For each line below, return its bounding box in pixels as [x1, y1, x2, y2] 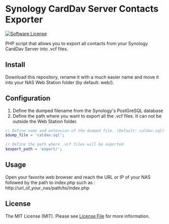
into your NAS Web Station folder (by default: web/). [5, 79, 114, 85]
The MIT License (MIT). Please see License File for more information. [5, 213, 150, 219]
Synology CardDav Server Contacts [5, 3, 159, 15]
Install [5, 60, 25, 69]
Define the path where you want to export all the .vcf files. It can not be [12, 113, 162, 119]
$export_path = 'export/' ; [5, 146, 62, 152]
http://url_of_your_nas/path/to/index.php [5, 184, 90, 191]
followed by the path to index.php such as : [5, 179, 95, 185]
